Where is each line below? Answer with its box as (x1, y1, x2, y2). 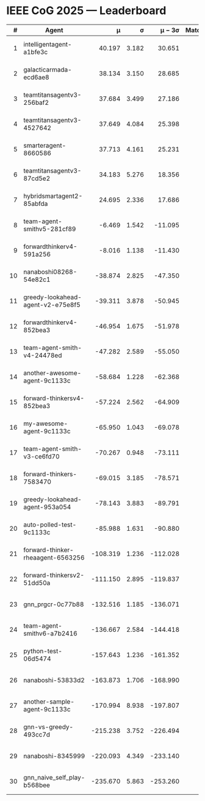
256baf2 (23, 98, 49, 107)
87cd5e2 (23, 174, 51, 183)
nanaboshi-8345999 (23, 751, 85, 760)
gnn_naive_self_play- (23, 773, 85, 781)
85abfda (23, 199, 48, 208)
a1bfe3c (23, 47, 48, 56)
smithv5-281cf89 (23, 224, 76, 233)
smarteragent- (23, 141, 67, 150)
